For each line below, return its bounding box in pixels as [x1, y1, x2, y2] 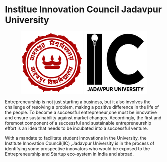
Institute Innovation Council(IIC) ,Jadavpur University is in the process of [5, 140, 155, 146]
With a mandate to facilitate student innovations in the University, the [5, 135, 147, 141]
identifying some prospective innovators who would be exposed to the [5, 145, 150, 151]
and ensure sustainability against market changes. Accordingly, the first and [5, 114, 162, 121]
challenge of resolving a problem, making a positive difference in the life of [5, 104, 159, 110]
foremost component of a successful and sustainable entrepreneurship [5, 120, 151, 126]
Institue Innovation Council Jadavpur [5, 4, 162, 15]
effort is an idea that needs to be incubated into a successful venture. [5, 125, 148, 131]
